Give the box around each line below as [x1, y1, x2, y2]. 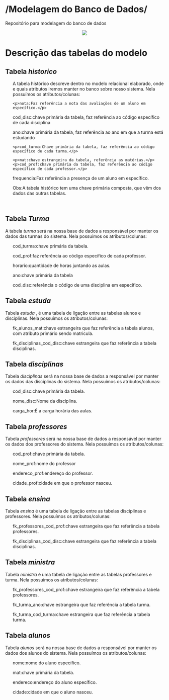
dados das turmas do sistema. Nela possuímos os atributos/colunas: [5, 233, 147, 239]
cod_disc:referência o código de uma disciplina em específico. [12, 282, 142, 288]
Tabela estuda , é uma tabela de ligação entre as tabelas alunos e [5, 310, 141, 316]
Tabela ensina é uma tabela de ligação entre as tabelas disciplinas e [5, 508, 146, 514]
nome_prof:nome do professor [12, 461, 76, 467]
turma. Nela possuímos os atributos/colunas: [5, 577, 98, 583]
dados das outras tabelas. [12, 190, 66, 196]
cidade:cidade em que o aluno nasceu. [12, 689, 93, 695]
